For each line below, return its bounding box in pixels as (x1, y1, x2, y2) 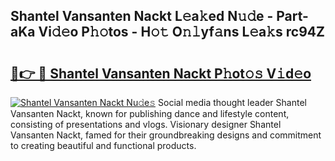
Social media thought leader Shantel (158, 97, 307, 108)
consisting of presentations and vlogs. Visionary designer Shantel (10, 119, 282, 130)
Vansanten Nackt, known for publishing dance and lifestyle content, (10, 108, 290, 119)
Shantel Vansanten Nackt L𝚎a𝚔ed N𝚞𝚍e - (10, 8, 274, 25)
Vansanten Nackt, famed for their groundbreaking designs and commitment (10, 129, 322, 141)
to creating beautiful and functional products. (10, 140, 197, 151)
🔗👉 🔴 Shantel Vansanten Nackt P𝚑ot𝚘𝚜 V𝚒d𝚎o (10, 65, 312, 82)
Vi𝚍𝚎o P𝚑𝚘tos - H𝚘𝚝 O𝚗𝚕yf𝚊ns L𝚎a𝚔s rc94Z (38, 24, 325, 41)
